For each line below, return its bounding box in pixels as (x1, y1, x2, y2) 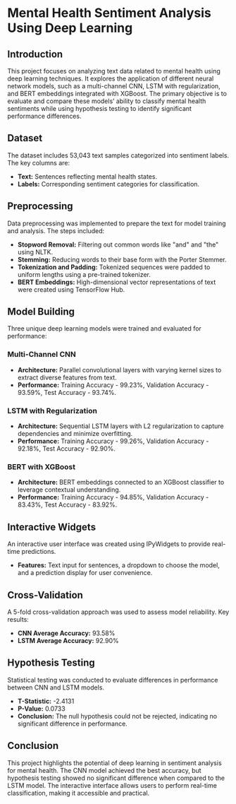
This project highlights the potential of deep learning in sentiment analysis (7, 758, 222, 767)
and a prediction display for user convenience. (17, 569, 153, 577)
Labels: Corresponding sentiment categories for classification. (17, 179, 199, 188)
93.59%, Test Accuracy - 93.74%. (17, 388, 117, 396)
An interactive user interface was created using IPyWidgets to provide (7, 540, 211, 548)
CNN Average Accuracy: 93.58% (17, 629, 116, 637)
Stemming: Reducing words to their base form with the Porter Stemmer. (17, 255, 227, 264)
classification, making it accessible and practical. (7, 788, 150, 797)
